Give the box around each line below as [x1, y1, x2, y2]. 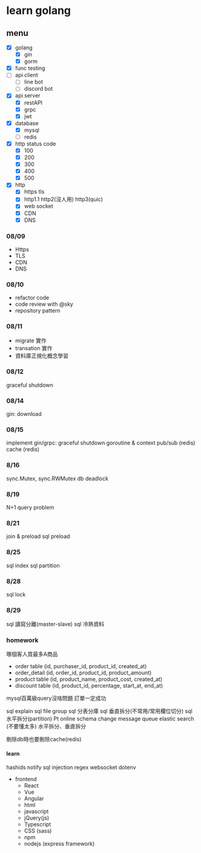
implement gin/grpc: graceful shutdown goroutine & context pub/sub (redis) [6, 439, 196, 447]
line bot [24, 78, 44, 86]
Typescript [24, 820, 51, 827]
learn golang [6, 4, 71, 18]
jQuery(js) [24, 814, 50, 821]
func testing [15, 64, 45, 72]
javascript [24, 807, 49, 815]
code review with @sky [15, 300, 74, 308]
